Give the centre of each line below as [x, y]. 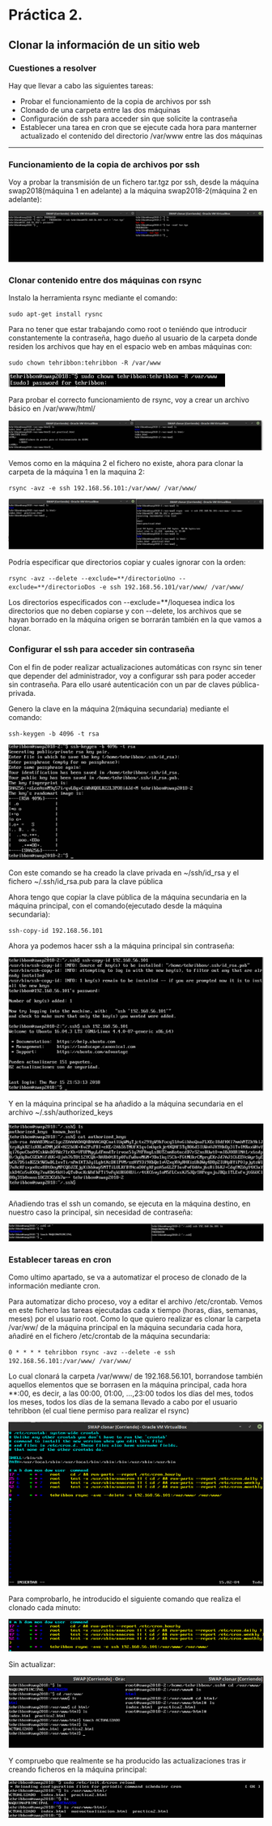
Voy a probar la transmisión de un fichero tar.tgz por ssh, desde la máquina [134, 182]
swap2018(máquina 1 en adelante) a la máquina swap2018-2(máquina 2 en [133, 191]
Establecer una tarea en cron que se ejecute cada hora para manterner [138, 127]
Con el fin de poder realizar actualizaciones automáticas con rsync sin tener [135, 667]
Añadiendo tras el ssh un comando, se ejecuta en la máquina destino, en [130, 1204]
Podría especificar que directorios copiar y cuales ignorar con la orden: [127, 563]
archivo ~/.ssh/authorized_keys [61, 1112]
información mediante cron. [55, 1286]
